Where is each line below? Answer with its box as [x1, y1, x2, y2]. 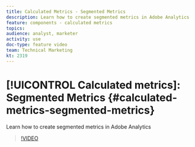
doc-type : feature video [6, 42, 68, 48]
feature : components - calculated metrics [6, 20, 113, 25]
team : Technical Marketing [6, 47, 73, 53]
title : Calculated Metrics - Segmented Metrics [6, 8, 126, 15]
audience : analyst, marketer [6, 31, 78, 37]
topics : [6, 25, 25, 31]
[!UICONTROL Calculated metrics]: [6, 78, 181, 92]
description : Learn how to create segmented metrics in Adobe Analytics [6, 14, 190, 20]
